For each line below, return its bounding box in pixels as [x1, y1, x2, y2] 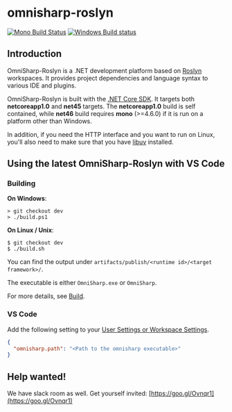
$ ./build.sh [7, 245, 45, 253]
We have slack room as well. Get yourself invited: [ [7, 389, 152, 397]
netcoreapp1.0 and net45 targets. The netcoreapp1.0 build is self [7, 102, 196, 110]
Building [7, 179, 36, 188]
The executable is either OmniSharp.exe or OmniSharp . [7, 279, 157, 287]
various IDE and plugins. [7, 81, 77, 90]
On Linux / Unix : [7, 226, 54, 234]
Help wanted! [7, 370, 66, 383]
